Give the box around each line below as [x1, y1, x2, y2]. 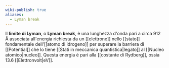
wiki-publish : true [5, 7, 47, 13]
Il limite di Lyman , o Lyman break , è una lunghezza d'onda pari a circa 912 [5, 31, 161, 37]
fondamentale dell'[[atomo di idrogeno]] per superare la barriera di [5, 41, 144, 47]
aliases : [5, 12, 24, 17]
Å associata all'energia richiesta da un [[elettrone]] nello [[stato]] [5, 36, 140, 42]
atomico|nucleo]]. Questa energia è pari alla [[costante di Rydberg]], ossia [5, 52, 160, 58]
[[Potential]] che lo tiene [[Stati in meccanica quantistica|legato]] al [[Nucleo [5, 46, 164, 53]
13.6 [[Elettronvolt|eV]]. [5, 57, 54, 63]
